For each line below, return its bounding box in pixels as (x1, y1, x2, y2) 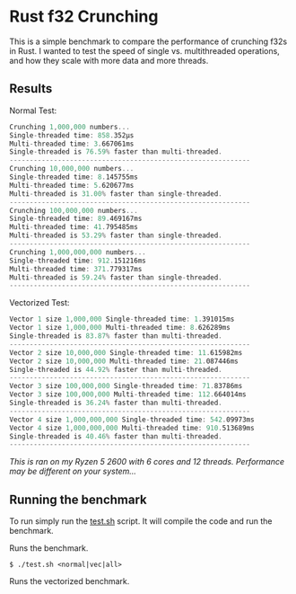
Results (9, 81, 53, 96)
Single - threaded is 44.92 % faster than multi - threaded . (9, 365, 222, 374)
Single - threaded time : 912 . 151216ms (9, 256, 146, 265)
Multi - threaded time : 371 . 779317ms (9, 264, 143, 273)
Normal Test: (9, 105, 57, 116)
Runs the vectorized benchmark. (9, 576, 130, 587)
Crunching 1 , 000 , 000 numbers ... (9, 122, 130, 131)
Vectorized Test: (9, 297, 70, 308)
